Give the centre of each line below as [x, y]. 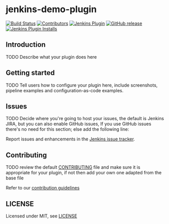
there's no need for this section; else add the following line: [68, 129]
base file [15, 178]
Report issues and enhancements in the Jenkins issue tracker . [70, 139]
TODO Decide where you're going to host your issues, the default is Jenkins [85, 119]
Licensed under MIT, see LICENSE [41, 216]
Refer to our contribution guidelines [43, 188]
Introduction [26, 45]
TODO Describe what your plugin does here [51, 57]
